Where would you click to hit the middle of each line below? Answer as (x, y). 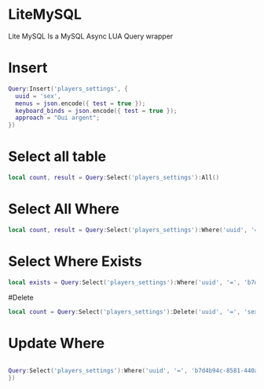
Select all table (57, 156)
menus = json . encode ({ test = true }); (81, 104)
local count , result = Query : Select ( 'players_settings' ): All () (114, 178)
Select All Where (64, 209)
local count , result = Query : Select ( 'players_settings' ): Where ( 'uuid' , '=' (135, 230)
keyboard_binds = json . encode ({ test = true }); (96, 111)
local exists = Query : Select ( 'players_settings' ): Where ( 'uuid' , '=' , (125, 282)
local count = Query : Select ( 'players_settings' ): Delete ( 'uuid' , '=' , (125, 311)
